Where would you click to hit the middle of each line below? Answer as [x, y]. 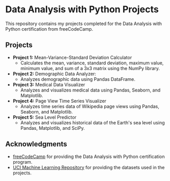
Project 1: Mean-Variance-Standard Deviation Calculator [72, 57]
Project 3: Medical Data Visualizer [49, 84]
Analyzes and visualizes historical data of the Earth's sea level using [93, 122]
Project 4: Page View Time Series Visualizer [60, 101]
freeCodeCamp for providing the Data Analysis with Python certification [89, 156]
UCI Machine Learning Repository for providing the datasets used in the [89, 167]
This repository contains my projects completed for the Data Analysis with [84, 24]
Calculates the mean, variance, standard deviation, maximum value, [92, 63]
